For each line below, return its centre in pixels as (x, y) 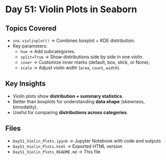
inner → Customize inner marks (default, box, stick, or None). (85, 62)
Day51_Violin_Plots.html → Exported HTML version (67, 146)
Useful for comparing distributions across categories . (70, 112)
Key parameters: (30, 46)
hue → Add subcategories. (48, 51)
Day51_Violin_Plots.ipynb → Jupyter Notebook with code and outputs (87, 141)
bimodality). (25, 107)
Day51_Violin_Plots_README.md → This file (56, 151)
